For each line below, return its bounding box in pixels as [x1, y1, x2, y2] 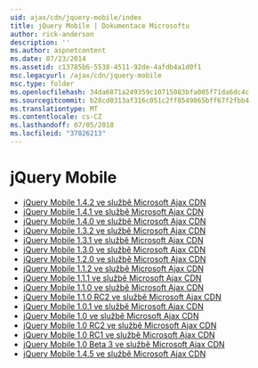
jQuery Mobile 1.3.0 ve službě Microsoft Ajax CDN [22, 244, 206, 255]
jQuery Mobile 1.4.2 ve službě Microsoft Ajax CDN [22, 197, 206, 208]
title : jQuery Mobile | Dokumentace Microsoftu [10, 21, 190, 30]
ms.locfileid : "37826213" [10, 129, 106, 138]
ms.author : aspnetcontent [10, 46, 106, 55]
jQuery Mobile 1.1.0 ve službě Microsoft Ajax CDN [22, 282, 204, 292]
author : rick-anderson [10, 29, 94, 38]
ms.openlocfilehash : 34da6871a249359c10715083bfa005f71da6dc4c [10, 87, 250, 96]
